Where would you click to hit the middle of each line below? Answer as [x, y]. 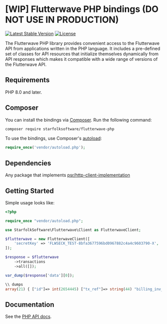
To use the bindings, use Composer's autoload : [53, 139]
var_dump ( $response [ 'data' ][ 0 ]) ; [40, 275]
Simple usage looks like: [30, 202]
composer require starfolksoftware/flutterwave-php [60, 129]
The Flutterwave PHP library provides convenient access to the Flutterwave [83, 43]
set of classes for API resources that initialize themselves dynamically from [82, 54]
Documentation [30, 304]
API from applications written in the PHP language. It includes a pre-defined [83, 48]
